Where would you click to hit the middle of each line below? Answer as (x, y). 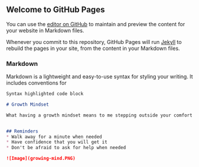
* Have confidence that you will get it (57, 142)
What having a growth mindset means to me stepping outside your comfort (99, 115)
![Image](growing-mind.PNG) (41, 159)
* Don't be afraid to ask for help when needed (66, 148)
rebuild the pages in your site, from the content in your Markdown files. (93, 48)
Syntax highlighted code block (45, 94)
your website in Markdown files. (45, 30)
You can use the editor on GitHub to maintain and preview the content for (96, 24)
